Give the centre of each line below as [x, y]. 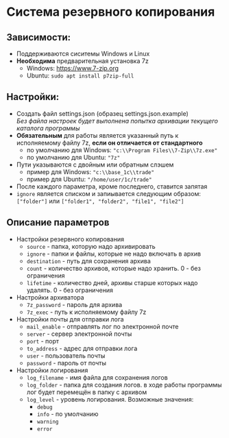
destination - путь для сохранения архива [89, 260]
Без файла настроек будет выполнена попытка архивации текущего [117, 121]
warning [48, 422]
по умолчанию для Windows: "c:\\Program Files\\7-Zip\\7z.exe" [122, 150]
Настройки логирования [52, 370]
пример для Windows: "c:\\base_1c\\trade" [91, 171]
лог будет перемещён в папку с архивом [87, 392]
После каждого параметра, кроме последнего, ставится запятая [112, 186]
